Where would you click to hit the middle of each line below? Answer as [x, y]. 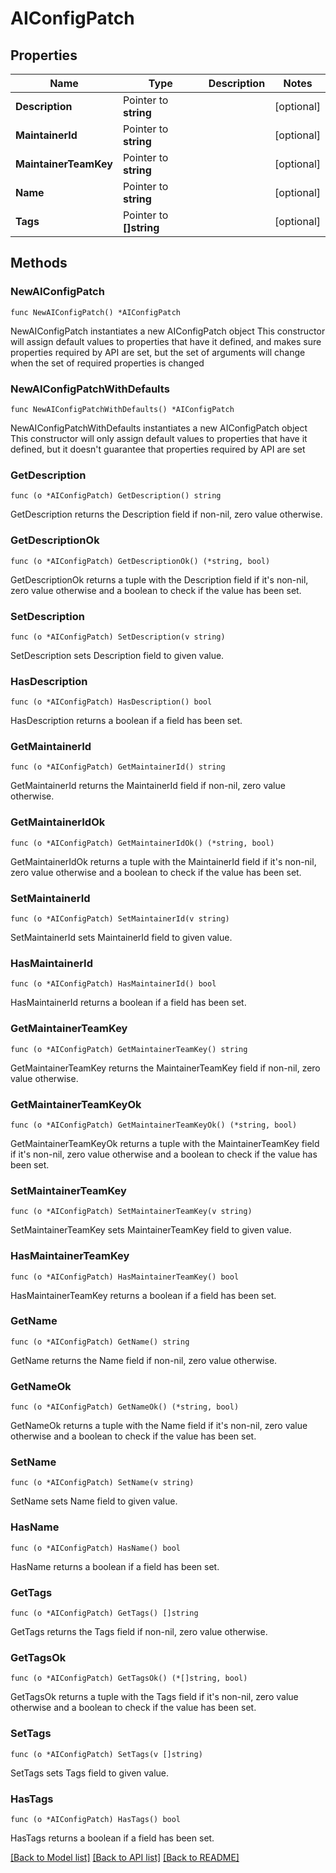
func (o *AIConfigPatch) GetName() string [100, 1342]
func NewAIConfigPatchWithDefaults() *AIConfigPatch [122, 409]
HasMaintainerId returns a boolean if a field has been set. [128, 1003]
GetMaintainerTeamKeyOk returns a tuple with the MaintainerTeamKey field [165, 1143]
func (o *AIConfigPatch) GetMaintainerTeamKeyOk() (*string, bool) [154, 1125]
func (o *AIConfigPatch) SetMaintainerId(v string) [120, 919]
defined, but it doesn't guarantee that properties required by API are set [158, 449]
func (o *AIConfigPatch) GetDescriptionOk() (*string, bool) [140, 561]
